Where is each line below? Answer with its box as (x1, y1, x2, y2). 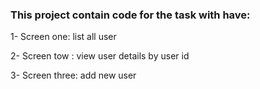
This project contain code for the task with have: (10, 8, 251, 22)
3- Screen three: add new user (10, 69, 137, 82)
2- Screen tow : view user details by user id (10, 50, 190, 62)
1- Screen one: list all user (10, 31, 117, 43)
